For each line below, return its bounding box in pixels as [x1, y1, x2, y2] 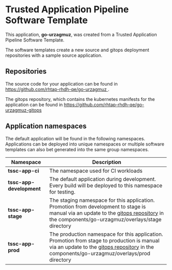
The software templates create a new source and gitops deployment [5, 47, 149, 53]
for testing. [49, 188, 76, 195]
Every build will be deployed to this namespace [49, 182, 163, 189]
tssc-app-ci [8, 167, 39, 174]
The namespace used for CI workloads [49, 167, 143, 174]
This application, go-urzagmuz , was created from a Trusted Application [5, 31, 157, 37]
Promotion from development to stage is [49, 203, 146, 210]
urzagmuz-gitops [5, 107, 42, 113]
